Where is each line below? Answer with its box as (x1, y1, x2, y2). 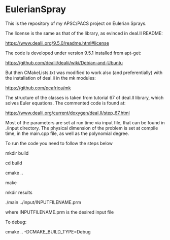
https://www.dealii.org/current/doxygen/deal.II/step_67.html (5, 110, 130, 116)
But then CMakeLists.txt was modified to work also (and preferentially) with (5, 70, 163, 76)
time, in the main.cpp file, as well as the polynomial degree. (5, 130, 129, 136)
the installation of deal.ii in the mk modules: (5, 75, 96, 81)
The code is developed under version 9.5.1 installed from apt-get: (5, 50, 142, 56)
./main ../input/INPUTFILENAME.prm (5, 199, 81, 205)
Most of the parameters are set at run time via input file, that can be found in (5, 119, 165, 125)
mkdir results (5, 189, 33, 195)
